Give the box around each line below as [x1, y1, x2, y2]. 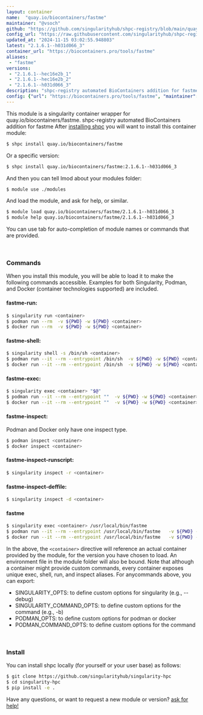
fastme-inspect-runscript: [6, 456, 74, 464]
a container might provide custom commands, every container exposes [6, 564, 184, 572]
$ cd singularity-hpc [6, 679, 61, 685]
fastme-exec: [6, 375, 41, 382]
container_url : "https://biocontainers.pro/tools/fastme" [6, 48, 155, 54]
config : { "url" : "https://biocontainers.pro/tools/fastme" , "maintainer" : [6, 93, 199, 99]
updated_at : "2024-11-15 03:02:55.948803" [6, 37, 115, 43]
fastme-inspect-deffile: [6, 483, 67, 490]
